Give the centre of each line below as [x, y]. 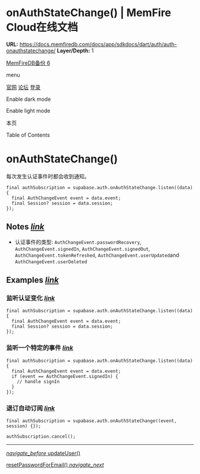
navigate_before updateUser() [43, 453]
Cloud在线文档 [42, 27]
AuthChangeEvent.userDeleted [51, 262]
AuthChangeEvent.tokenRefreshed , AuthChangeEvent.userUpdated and [97, 255]
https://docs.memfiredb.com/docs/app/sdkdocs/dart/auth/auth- [98, 44]
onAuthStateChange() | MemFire [89, 13]
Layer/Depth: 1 [75, 50]
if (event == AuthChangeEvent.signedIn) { [65, 376]
